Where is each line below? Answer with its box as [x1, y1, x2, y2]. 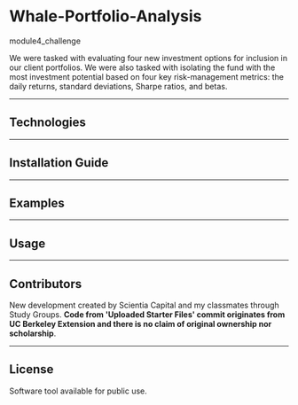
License [9, 362, 54, 378]
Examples [9, 195, 65, 210]
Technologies [9, 115, 87, 130]
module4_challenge [9, 35, 82, 46]
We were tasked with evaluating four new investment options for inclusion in [9, 52, 288, 63]
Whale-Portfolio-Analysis [9, 6, 202, 27]
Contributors [9, 276, 82, 292]
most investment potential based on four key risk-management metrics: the [9, 71, 284, 82]
